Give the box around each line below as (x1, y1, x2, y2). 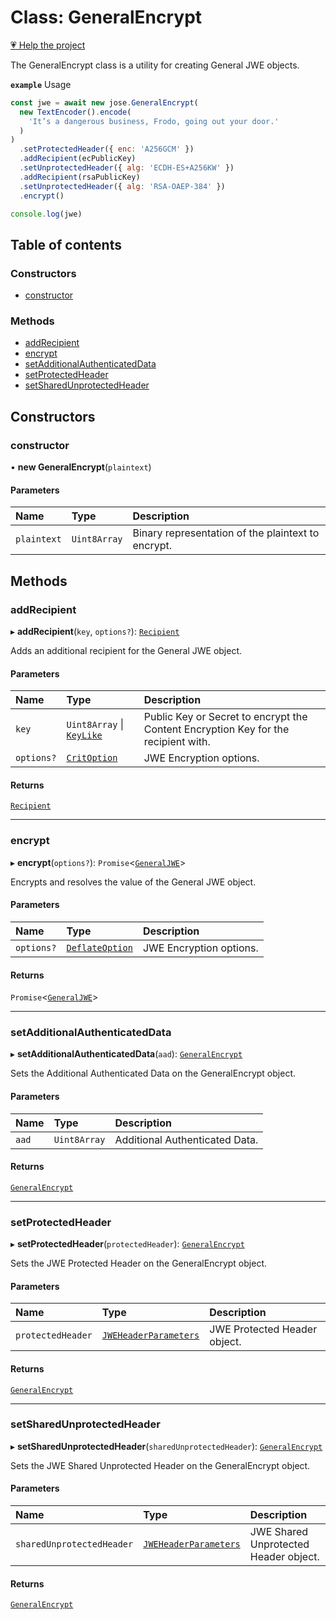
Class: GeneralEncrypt (10, 6, 203, 29)
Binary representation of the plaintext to (132, 526, 320, 540)
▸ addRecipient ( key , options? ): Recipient (10, 626, 180, 637)
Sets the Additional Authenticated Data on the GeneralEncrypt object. (10, 1067, 297, 1080)
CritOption (66, 752, 118, 764)
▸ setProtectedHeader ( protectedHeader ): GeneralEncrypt (10, 1238, 245, 1250)
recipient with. (143, 735, 211, 749)
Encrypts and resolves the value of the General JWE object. (10, 876, 257, 888)
